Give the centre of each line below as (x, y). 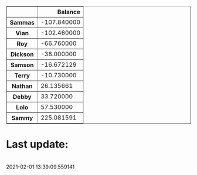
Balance (69, 12)
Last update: (37, 144)
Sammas (22, 23)
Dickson (22, 54)
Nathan (22, 86)
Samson (22, 65)
